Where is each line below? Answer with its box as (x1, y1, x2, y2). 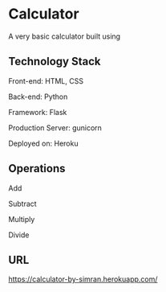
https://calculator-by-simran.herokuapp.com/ (8, 274, 158, 284)
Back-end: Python (8, 92, 68, 101)
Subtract (8, 199, 38, 208)
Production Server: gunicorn (8, 122, 103, 133)
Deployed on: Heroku (8, 138, 79, 148)
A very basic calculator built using (8, 31, 121, 41)
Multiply (8, 214, 35, 224)
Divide (8, 230, 30, 240)
